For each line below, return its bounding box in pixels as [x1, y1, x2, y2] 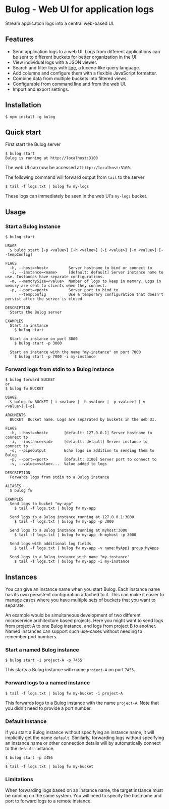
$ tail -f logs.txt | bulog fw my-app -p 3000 [14, 519, 114, 524]
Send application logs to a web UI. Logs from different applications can [12, 48, 160, 54]
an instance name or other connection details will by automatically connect [5, 740, 161, 746]
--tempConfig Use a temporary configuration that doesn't [18, 292, 164, 297]
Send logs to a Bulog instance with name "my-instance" [10, 555, 130, 560]
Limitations [5, 776, 34, 783]
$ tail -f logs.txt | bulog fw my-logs [5, 184, 89, 189]
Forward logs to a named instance [5, 679, 90, 686]
